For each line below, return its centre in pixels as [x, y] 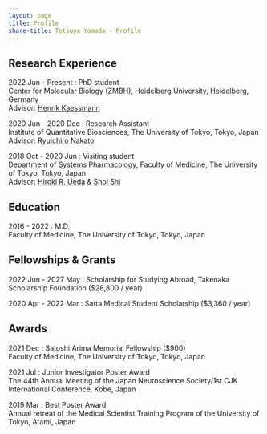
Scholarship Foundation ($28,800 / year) [75, 288]
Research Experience [63, 63]
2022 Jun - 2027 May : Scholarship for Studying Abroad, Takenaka [119, 279]
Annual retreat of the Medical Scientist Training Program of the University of [134, 413]
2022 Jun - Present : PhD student [64, 83]
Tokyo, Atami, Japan [42, 421]
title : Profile [34, 23]
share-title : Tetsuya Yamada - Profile [75, 30]
